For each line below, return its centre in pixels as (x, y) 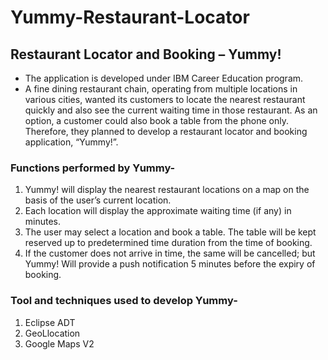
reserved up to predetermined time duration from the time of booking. (168, 243)
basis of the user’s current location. (98, 200)
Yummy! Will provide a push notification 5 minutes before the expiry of (170, 264)
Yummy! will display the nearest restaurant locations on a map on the (167, 190)
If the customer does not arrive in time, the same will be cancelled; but (170, 253)
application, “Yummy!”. (71, 142)
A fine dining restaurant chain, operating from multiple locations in (161, 89)
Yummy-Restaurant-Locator (130, 17)
